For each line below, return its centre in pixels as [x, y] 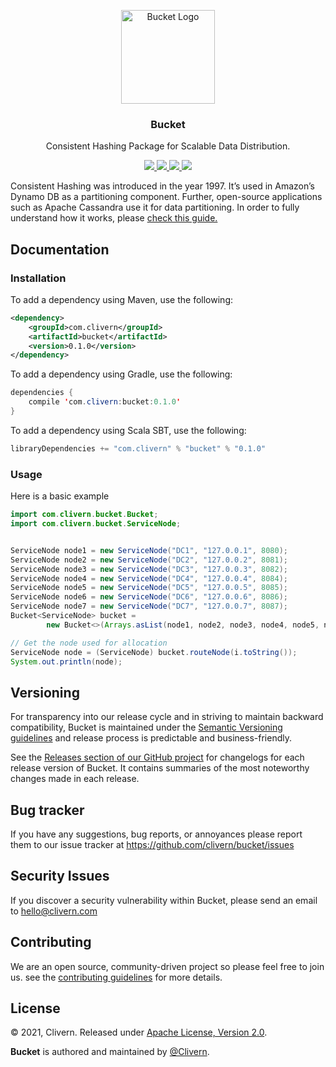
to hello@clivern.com [54, 911]
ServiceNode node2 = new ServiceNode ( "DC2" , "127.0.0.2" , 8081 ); [149, 560]
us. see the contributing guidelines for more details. [116, 977]
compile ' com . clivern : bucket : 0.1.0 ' [105, 402]
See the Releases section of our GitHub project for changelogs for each [157, 757]
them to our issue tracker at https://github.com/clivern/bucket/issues [152, 845]
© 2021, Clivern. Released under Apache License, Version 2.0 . [139, 1032]
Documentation [60, 249]
